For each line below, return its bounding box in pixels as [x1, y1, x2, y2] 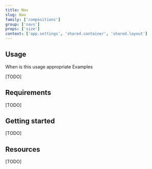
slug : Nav [5, 12, 27, 17]
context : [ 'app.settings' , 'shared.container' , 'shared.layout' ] [5, 31, 147, 36]
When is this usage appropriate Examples [5, 63, 93, 69]
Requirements [5, 88, 51, 97]
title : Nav [5, 7, 29, 13]
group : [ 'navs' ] [5, 21, 40, 27]
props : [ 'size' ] [5, 27, 40, 32]
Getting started [5, 117, 55, 126]
